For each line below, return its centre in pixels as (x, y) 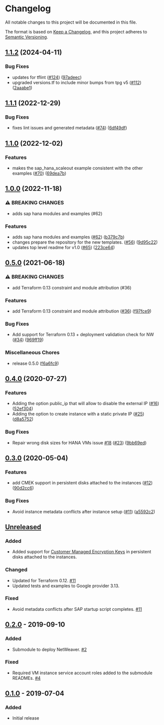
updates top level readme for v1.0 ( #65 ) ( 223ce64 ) (64, 247)
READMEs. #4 (26, 678)
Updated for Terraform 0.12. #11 (44, 580)
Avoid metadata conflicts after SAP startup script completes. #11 (77, 609)
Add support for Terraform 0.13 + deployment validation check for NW (83, 335)
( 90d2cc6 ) (23, 488)
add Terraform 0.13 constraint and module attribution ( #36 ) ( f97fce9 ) (82, 311)
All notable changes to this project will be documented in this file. (71, 22)
